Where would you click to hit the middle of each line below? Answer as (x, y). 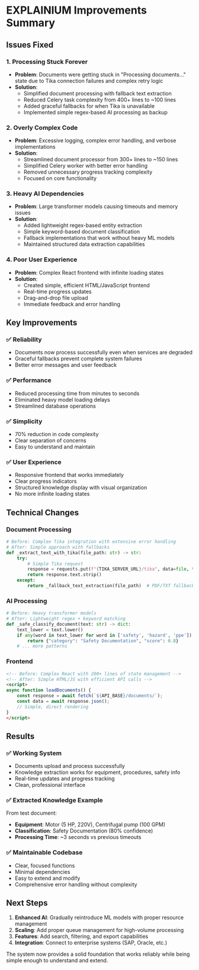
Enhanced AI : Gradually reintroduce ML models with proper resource (99, 917)
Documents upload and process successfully (70, 766)
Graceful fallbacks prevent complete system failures (78, 358)
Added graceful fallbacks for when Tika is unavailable (89, 106)
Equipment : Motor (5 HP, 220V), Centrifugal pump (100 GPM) (90, 825)
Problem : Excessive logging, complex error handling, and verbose (95, 140)
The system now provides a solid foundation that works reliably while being (98, 954)
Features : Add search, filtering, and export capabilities (81, 936)
